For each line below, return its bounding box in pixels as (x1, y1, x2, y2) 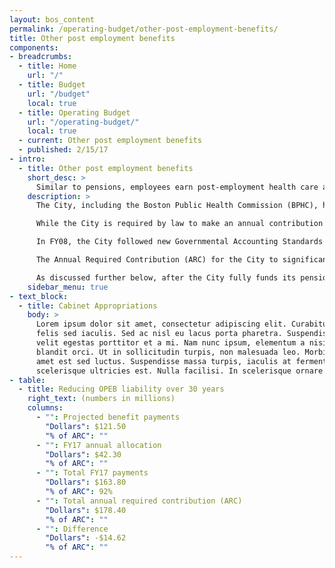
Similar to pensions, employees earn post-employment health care (35, 182, 319, 192)
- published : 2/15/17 (18, 145, 109, 155)
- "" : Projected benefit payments (35, 412, 181, 422)
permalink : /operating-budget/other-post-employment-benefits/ (9, 24, 279, 34)
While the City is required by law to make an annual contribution (35, 219, 324, 229)
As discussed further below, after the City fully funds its (35, 272, 297, 283)
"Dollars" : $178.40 (45, 505, 127, 515)
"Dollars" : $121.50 (45, 421, 127, 431)
